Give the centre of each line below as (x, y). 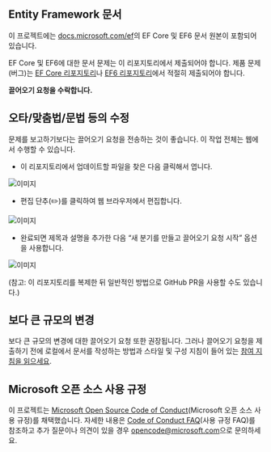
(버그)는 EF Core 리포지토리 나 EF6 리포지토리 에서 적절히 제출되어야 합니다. (127, 73)
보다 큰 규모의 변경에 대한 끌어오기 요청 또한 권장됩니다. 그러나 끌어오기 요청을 (131, 341)
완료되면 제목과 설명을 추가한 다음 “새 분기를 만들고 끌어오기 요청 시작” (131, 238)
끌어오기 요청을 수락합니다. (51, 90)
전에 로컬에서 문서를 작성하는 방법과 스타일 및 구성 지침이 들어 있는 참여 (142, 351)
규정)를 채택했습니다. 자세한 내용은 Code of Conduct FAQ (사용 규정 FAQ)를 (136, 420)
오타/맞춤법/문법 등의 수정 (69, 118)
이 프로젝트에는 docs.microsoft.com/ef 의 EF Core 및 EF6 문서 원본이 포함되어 (133, 36)
